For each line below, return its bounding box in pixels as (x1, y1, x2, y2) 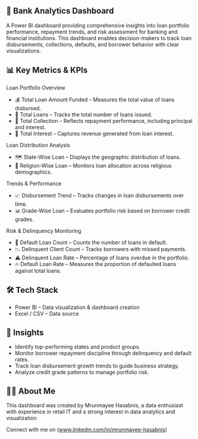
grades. (14, 215, 34, 222)
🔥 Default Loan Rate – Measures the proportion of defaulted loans (14, 260, 177, 267)
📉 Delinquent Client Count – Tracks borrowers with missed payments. (14, 245, 187, 252)
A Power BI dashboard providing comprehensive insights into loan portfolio (6, 21, 190, 29)
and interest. (14, 123, 46, 131)
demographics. (14, 168, 52, 175)
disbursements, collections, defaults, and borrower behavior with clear (6, 41, 180, 48)
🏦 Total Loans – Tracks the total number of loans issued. (14, 111, 153, 118)
